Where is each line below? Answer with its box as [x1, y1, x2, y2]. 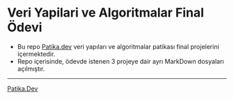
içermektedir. [17, 50, 56, 58]
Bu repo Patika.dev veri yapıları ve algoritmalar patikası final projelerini [17, 42, 219, 51]
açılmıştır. [17, 64, 45, 73]
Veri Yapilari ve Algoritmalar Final [7, 5, 204, 21]
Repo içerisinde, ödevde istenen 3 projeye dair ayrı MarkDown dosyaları [17, 57, 224, 65]
